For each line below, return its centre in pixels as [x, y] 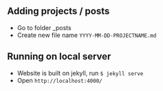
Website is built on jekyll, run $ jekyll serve [80, 73]
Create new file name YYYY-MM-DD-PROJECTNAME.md [87, 35]
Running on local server [59, 56]
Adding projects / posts [58, 11]
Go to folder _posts [44, 27]
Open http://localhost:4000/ [59, 80]
